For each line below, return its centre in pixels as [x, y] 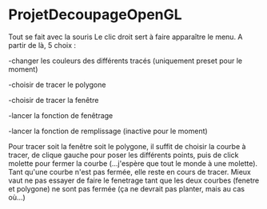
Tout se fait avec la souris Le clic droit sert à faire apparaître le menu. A [126, 37]
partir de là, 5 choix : [42, 45]
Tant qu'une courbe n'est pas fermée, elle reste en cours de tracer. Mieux [130, 172]
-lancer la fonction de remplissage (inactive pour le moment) [108, 131]
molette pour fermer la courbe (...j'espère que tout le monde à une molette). [133, 163]
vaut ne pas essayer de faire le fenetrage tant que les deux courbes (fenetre [134, 180]
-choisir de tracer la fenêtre [54, 100]
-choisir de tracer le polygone [57, 85]
